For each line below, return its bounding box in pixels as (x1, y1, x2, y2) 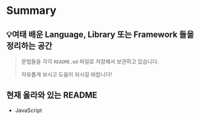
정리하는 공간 (6, 41, 53, 51)
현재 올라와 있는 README (6, 90, 98, 101)
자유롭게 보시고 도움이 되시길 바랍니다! (21, 71, 112, 78)
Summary (6, 4, 56, 18)
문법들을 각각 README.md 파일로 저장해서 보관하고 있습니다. (21, 58, 159, 65)
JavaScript (15, 107, 42, 114)
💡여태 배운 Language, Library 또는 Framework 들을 (6, 29, 194, 39)
